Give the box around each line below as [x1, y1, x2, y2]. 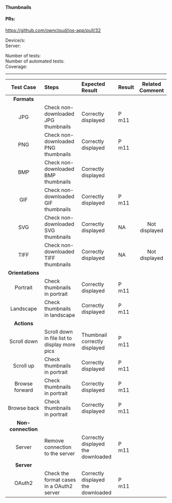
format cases [44, 476, 76, 483]
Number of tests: [5, 52, 41, 58]
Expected [81, 80, 105, 87]
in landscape [44, 311, 75, 318]
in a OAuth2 [44, 482, 73, 490]
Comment [139, 87, 164, 94]
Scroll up [12, 362, 34, 369]
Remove [44, 437, 64, 444]
